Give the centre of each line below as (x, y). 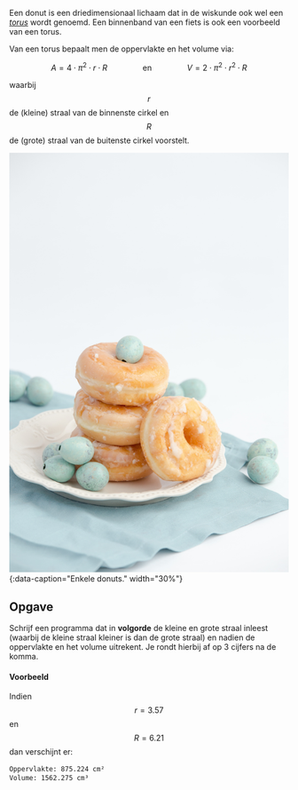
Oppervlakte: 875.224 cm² (57, 770)
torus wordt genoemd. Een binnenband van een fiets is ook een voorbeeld (145, 22)
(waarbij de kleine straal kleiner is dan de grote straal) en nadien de (132, 637)
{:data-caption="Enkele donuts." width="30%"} (96, 579)
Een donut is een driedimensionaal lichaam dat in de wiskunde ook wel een (146, 13)
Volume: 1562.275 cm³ (49, 778)
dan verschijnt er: (41, 752)
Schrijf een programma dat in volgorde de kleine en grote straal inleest (139, 628)
